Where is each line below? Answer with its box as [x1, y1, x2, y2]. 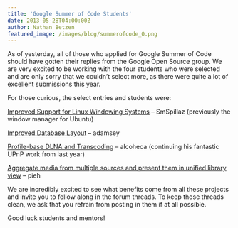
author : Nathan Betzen [7, 23, 75, 31]
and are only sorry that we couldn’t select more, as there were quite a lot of [7, 72, 229, 81]
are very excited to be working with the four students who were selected [7, 65, 221, 73]
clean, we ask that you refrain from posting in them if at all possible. [7, 200, 207, 209]
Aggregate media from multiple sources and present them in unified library [7, 164, 227, 173]
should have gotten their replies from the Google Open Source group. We [7, 58, 222, 66]
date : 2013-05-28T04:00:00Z [7, 17, 91, 24]
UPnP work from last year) [7, 150, 86, 158]
